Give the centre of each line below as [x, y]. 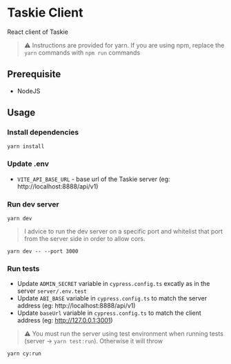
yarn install [26, 146]
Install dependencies [43, 133]
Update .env [28, 164]
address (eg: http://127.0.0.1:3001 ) [65, 320]
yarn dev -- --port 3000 [43, 251]
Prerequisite [34, 74]
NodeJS [29, 90]
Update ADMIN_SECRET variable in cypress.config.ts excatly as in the [113, 284]
